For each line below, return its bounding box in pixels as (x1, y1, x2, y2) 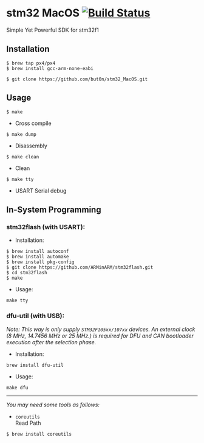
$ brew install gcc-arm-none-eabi (6, 65, 94, 71)
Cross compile (15, 119, 52, 127)
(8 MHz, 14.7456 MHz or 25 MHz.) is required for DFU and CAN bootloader (6, 332, 194, 339)
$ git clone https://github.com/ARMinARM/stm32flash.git (6, 264, 154, 271)
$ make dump (6, 131, 36, 137)
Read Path (15, 419, 41, 427)
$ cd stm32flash (6, 270, 47, 276)
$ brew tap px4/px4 (6, 60, 56, 66)
